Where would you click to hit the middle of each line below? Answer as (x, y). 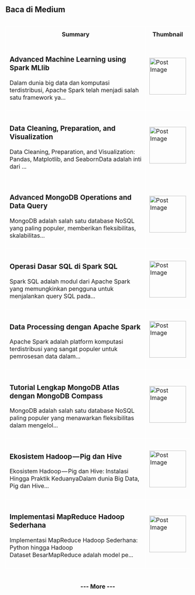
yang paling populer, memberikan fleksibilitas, (73, 228)
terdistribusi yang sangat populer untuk (64, 349)
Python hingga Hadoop (41, 547)
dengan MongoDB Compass (56, 396)
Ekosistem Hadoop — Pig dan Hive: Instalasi (69, 471)
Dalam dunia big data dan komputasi (60, 83)
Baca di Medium (35, 10)
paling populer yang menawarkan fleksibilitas (72, 418)
